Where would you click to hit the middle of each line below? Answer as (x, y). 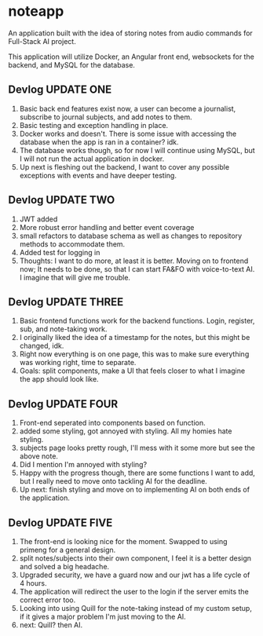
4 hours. (33, 583)
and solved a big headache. (64, 567)
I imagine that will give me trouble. (75, 277)
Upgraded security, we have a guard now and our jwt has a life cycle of (135, 575)
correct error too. (47, 600)
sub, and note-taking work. (63, 329)
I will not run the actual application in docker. (92, 159)
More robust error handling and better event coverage (107, 227)
